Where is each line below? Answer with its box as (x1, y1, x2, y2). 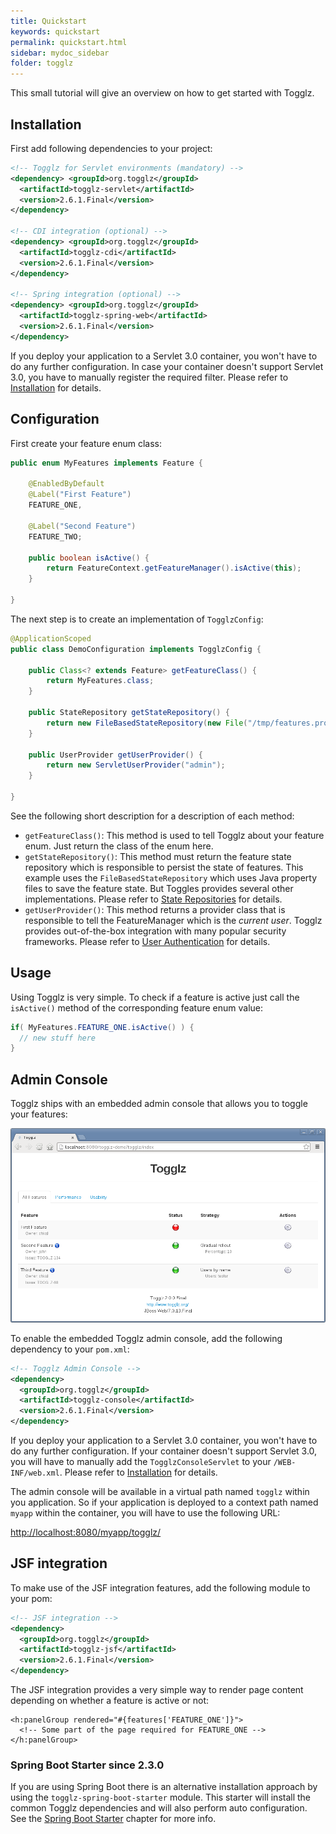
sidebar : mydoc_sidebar (10, 48, 110, 58)
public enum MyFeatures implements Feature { (10, 458, 203, 468)
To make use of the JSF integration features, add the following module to (10, 1581, 311, 1594)
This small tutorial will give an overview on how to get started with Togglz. (10, 87, 315, 99)
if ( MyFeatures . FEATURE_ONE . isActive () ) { (10, 1022, 195, 1032)
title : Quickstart (10, 16, 87, 26)
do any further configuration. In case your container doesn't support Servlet (10, 360, 324, 372)
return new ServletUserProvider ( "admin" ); (46, 760, 226, 770)
